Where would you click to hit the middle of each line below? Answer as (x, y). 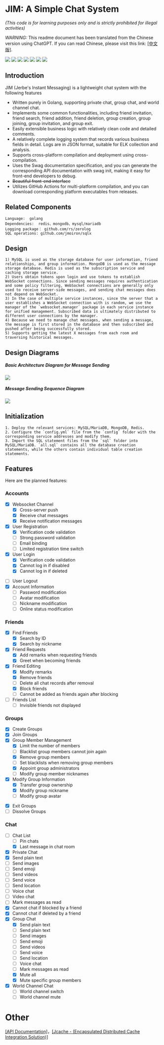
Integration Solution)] (27, 1037)
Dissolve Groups (29, 811)
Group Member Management (42, 740)
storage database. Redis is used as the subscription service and (75, 268)
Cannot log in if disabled (44, 565)
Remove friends (36, 677)
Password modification (43, 592)
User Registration (30, 526)
